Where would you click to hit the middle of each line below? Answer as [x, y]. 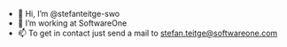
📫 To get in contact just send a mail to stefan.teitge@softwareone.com [147, 33]
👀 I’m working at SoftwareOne [72, 23]
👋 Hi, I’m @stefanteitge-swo [69, 14]
